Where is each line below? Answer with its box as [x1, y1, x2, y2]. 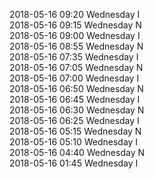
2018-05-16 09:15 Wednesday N [9, 19, 142, 31]
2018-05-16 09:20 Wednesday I [9, 9, 141, 20]
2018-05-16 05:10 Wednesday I [9, 136, 139, 148]
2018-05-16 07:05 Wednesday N [9, 62, 144, 73]
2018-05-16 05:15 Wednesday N [9, 125, 142, 137]
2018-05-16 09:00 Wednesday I [9, 30, 141, 41]
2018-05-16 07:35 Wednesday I [9, 51, 139, 63]
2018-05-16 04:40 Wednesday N [9, 147, 146, 158]
